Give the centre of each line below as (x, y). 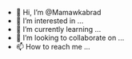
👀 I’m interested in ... (50, 21)
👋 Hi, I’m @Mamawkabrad (58, 12)
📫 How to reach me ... (53, 47)
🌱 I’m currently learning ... (58, 29)
